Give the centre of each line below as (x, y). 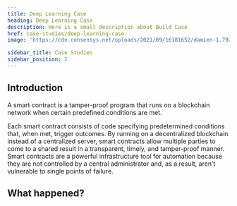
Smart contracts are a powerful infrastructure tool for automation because (115, 156)
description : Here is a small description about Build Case (98, 27)
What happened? (46, 194)
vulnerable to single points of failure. (61, 171)
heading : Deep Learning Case (50, 20)
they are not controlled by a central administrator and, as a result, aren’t (111, 164)
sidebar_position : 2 (38, 60)
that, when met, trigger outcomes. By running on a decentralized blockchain (118, 133)
